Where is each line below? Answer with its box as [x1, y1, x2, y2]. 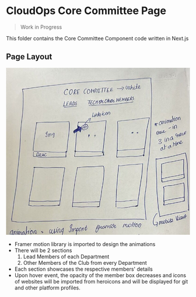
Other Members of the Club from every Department [23, 259, 147, 266]
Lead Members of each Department [23, 253, 110, 260]
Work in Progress [20, 23, 62, 30]
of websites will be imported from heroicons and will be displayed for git [14, 278, 188, 285]
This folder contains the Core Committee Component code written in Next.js [6, 35, 189, 42]
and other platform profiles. [14, 284, 80, 291]
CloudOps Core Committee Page [6, 4, 166, 18]
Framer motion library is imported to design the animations [14, 240, 156, 247]
